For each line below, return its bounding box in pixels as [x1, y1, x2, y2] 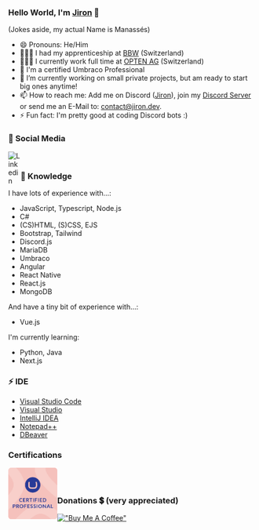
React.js [19, 278, 46, 288]
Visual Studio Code [19, 397, 82, 406]
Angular [19, 262, 46, 271]
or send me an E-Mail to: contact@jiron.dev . [19, 102, 162, 111]
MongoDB [19, 286, 53, 296]
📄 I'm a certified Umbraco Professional [19, 65, 145, 74]
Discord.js [19, 237, 53, 246]
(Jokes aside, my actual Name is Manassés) [8, 25, 151, 34]
